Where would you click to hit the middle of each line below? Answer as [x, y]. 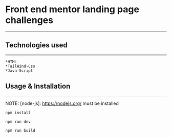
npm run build [20, 130]
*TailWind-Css [20, 66]
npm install [18, 113]
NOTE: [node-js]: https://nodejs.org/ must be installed [62, 103]
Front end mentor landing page [72, 9]
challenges [29, 20]
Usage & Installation [38, 86]
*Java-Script [19, 71]
